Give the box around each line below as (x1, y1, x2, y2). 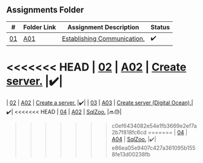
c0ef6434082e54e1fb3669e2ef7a (111, 122, 197, 130)
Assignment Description (67, 23, 139, 31)
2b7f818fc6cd (111, 128, 147, 136)
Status (150, 23, 170, 31)
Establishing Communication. (61, 35, 145, 43)
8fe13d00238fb (111, 150, 150, 158)
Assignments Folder (6, 5, 84, 15)
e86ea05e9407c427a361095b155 (111, 144, 196, 151)
